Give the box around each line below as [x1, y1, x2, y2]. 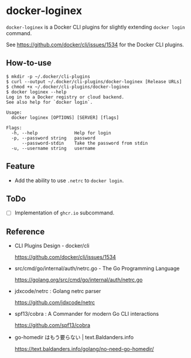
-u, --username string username [11, 145, 95, 151]
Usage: [6, 110, 22, 115]
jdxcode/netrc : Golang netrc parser [14, 288, 101, 295]
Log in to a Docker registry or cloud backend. [6, 94, 125, 100]
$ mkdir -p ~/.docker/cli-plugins [6, 73, 91, 80]
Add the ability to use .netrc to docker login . [14, 177, 124, 184]
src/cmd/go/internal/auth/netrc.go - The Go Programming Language [14, 265, 180, 272]
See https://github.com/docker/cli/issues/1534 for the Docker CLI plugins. [6, 41, 185, 48]
